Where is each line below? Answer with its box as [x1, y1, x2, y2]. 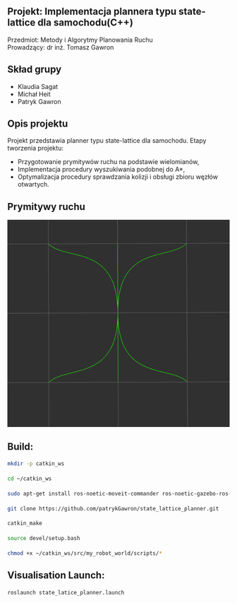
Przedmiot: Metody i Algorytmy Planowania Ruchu [7, 35, 153, 44]
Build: [7, 440, 34, 452]
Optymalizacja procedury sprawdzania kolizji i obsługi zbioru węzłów [17, 172, 219, 181]
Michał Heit [17, 90, 51, 98]
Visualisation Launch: [7, 569, 105, 582]
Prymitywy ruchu [7, 201, 86, 213]
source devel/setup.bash [7, 535, 80, 542]
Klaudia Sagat [17, 82, 59, 90]
